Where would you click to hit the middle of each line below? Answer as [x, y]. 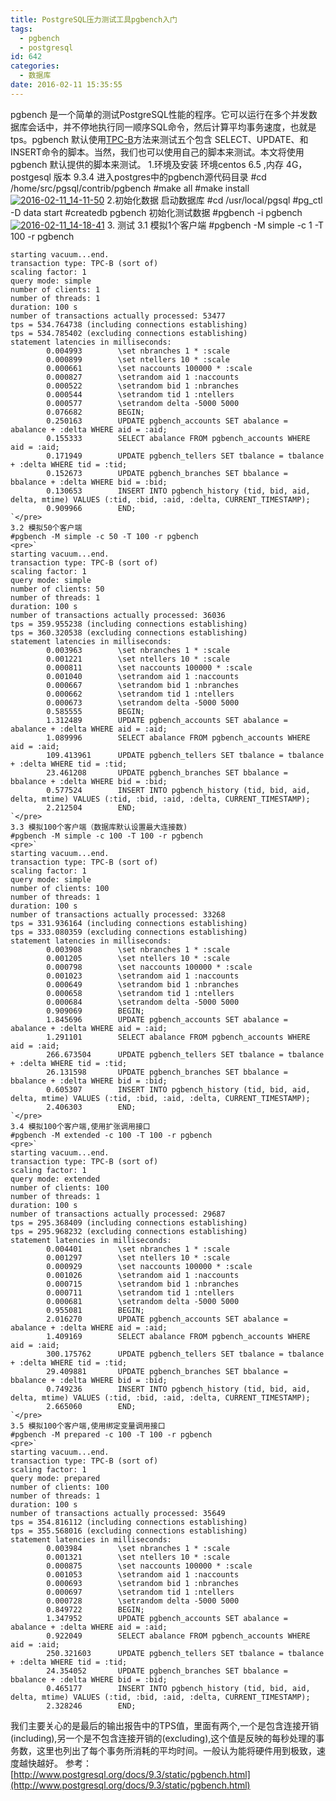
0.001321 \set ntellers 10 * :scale [138, 1557]
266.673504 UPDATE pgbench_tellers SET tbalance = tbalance [185, 1054]
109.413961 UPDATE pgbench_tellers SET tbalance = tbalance [185, 755]
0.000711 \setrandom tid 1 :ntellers [140, 1292]
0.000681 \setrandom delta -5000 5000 [143, 1301]
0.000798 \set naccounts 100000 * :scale [149, 967]
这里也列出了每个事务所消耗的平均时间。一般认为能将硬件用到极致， [176, 1750]
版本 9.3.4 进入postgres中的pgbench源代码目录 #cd [160, 177]
